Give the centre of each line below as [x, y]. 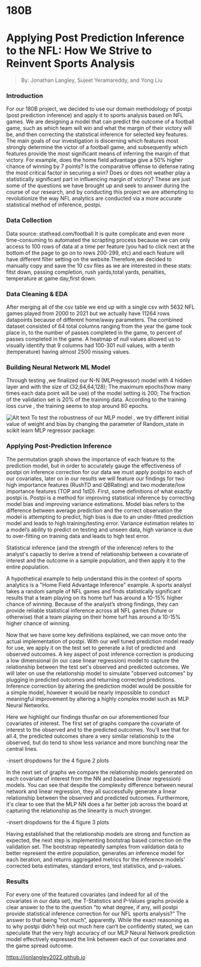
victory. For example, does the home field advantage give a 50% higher [94, 160]
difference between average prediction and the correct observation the [94, 510]
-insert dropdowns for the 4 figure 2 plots [58, 760]
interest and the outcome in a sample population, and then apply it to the [96, 560]
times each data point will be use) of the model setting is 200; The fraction [98, 393]
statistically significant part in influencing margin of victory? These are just [98, 179]
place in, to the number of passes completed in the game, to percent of [94, 333]
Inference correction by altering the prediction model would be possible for [99, 686]
